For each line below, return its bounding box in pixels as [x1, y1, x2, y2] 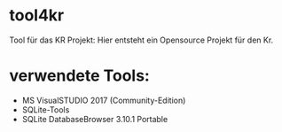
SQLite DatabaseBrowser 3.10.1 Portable [21, 113, 168, 124]
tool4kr [9, 5, 65, 26]
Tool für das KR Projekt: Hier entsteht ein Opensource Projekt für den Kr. [9, 35, 274, 45]
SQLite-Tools [21, 104, 70, 115]
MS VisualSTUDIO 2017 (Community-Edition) [21, 95, 186, 105]
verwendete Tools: [9, 66, 151, 86]
